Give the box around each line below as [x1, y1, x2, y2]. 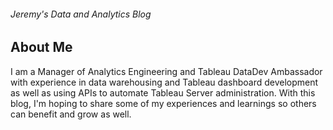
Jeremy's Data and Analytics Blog [10, 8, 152, 20]
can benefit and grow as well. [10, 108, 132, 120]
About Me [10, 39, 73, 56]
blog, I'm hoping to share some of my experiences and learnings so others [10, 97, 317, 109]
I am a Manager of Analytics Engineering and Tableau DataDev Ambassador [10, 65, 323, 77]
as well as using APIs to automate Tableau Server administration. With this [10, 86, 316, 99]
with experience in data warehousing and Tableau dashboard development [10, 76, 319, 88]
